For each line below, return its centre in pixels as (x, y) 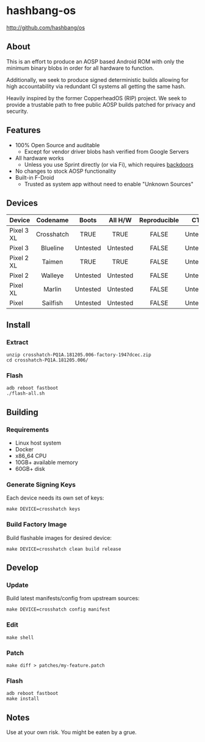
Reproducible (159, 220)
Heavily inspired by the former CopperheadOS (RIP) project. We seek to (97, 98)
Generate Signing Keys (41, 484)
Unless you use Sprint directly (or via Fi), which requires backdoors (109, 164)
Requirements (28, 429)
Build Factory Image (37, 525)
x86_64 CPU (31, 456)
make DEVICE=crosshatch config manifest (59, 609)
